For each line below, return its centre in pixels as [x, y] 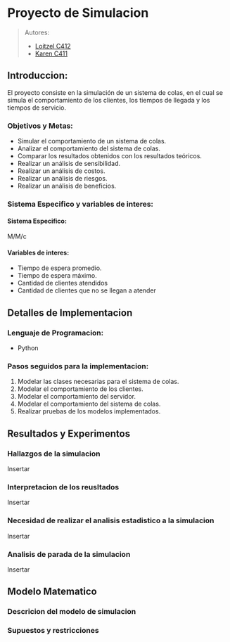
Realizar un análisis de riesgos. [62, 179]
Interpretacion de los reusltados [63, 487]
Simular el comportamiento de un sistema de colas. [92, 141]
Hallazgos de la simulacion [54, 454]
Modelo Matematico [52, 592]
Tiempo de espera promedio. [59, 268]
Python [28, 348]
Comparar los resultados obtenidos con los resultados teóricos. [110, 156]
